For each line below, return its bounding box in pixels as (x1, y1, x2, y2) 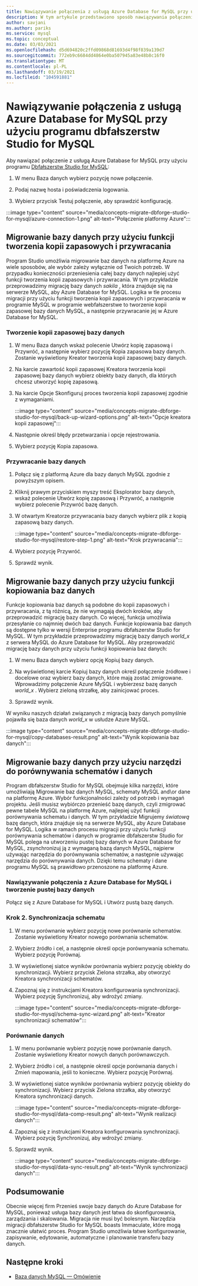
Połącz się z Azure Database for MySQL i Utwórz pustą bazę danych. (6, 899, 174, 906)
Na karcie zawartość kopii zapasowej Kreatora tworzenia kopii (14, 366, 166, 373)
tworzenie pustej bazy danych (6, 885, 95, 894)
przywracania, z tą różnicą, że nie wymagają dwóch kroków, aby (6, 608, 163, 615)
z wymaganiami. (14, 396, 55, 403)
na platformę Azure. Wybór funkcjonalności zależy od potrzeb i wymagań (6, 795, 184, 802)
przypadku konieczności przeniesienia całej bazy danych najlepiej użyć (6, 270, 180, 277)
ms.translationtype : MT (6, 58, 65, 64)
